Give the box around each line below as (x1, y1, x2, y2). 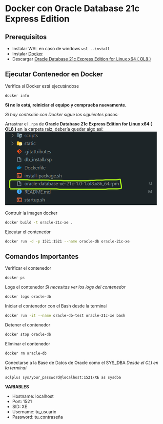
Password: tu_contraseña (12, 414, 63, 420)
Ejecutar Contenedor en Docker (5, 70, 103, 79)
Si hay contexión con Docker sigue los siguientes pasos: (5, 111, 119, 117)
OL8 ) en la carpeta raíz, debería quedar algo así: (5, 126, 104, 132)
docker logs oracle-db (5, 294, 51, 299)
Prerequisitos (5, 33, 47, 41)
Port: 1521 (12, 398, 32, 404)
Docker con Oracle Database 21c (5, 3, 140, 14)
